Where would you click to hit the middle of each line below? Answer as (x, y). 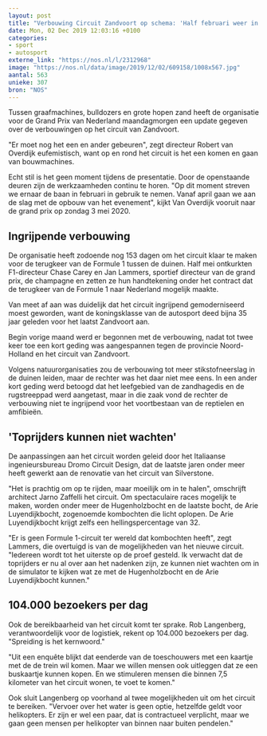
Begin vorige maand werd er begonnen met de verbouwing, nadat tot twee (131, 337)
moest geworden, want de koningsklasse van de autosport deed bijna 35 (128, 313)
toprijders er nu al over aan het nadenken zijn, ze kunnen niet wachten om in (134, 563)
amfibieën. (26, 412)
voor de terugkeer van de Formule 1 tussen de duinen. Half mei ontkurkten (130, 264)
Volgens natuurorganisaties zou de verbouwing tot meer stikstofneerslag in (132, 370)
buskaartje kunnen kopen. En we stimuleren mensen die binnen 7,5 (118, 674)
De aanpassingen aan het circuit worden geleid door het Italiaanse (117, 456)
